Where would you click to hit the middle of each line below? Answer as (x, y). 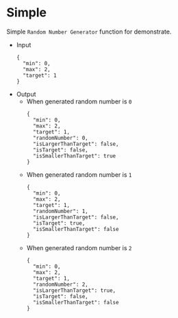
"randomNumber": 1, (60, 211)
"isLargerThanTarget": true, (74, 290)
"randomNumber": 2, (60, 284)
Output (26, 94)
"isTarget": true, (59, 223)
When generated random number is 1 (79, 174)
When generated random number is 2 (79, 247)
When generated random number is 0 (79, 101)
